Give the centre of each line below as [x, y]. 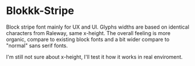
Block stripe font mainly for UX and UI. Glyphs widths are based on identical [97, 27]
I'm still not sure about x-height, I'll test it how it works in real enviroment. [95, 57]
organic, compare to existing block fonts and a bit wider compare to [88, 39]
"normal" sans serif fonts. [37, 46]
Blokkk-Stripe [40, 11]
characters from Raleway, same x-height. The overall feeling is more [88, 33]
